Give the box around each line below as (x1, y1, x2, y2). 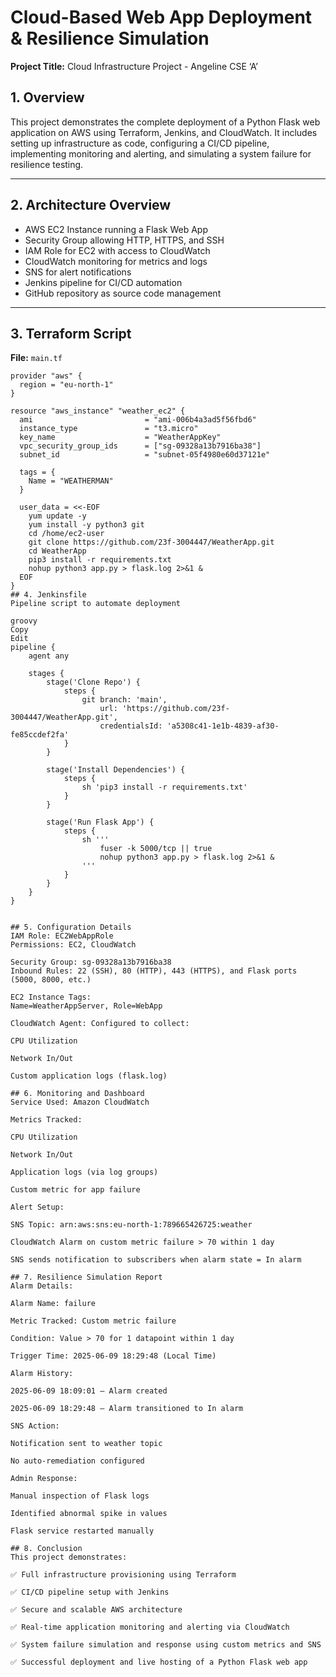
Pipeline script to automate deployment (10, 599, 182, 609)
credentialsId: (99, 721, 163, 731)
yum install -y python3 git (28, 520, 145, 530)
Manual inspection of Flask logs (10, 1491, 150, 1501)
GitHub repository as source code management (24, 287, 222, 299)
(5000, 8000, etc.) (10, 975, 92, 985)
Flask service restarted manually (10, 1526, 155, 1536)
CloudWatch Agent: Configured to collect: (10, 1019, 190, 1029)
